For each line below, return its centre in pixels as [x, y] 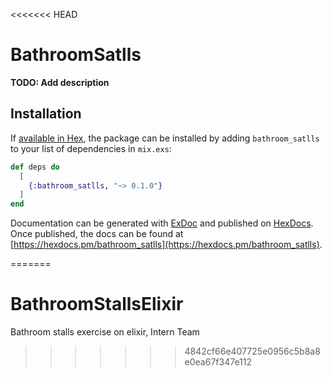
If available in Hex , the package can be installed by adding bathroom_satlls [165, 138]
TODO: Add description [60, 82]
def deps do [35, 167]
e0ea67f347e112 [218, 362]
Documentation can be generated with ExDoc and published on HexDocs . [162, 223]
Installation [46, 114]
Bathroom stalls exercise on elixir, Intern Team [105, 332]
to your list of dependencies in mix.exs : [91, 148]
